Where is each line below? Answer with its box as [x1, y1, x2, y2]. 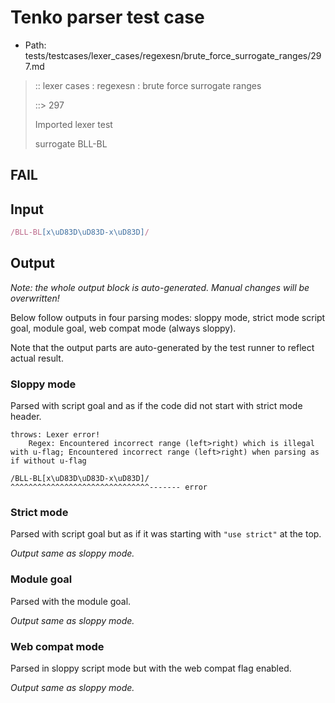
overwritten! [10, 292, 60, 304]
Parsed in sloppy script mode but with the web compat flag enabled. [10, 662, 292, 675]
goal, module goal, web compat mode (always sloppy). [10, 322, 237, 334]
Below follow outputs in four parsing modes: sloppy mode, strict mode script [10, 311, 326, 323]
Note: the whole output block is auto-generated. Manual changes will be [10, 281, 310, 293]
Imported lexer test [34, 118, 113, 130]
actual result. [10, 352, 64, 364]
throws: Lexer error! [10, 430, 101, 440]
